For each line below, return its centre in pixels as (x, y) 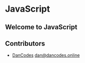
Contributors (25, 43)
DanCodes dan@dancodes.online (46, 55)
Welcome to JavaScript (41, 27)
